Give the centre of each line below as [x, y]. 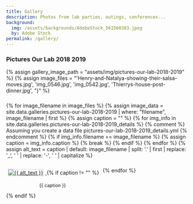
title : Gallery [25, 11]
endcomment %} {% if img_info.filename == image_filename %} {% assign [96, 137]
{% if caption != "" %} [73, 173]
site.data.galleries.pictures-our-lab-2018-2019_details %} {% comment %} [96, 124]
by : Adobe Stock [31, 33]
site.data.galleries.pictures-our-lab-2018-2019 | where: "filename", [86, 112]
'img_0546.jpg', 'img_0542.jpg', [72, 84]
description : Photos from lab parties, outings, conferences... [86, 17]
